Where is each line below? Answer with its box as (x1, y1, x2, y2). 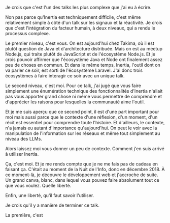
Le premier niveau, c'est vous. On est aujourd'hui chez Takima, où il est (5, 40, 155, 46)
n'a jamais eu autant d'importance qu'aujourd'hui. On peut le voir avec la (5, 125, 157, 131)
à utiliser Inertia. (5, 151, 39, 157)
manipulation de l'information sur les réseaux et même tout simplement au (5, 130, 160, 136)
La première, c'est (5, 212, 43, 218)
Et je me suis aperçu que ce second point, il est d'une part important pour (5, 109, 159, 115)
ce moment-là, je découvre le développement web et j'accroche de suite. (5, 172, 158, 178)
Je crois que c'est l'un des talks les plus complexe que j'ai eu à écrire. (5, 5, 152, 10)
